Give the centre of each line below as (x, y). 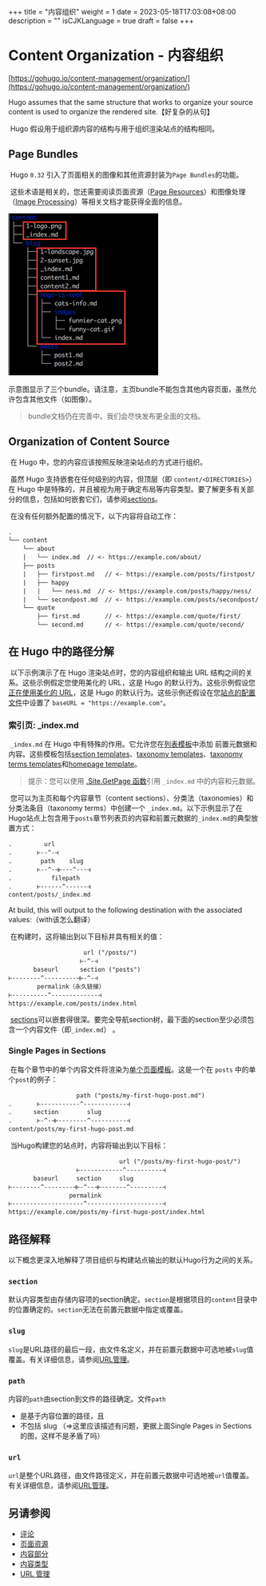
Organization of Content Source (89, 442)
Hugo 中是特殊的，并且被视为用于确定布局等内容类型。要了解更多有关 (132, 489)
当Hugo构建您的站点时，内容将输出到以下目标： (89, 1145)
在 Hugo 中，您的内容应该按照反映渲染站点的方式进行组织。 (109, 461)
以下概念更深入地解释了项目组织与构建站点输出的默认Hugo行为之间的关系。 (133, 1260)
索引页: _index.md (44, 725)
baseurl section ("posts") (87, 970)
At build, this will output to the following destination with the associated (125, 910)
